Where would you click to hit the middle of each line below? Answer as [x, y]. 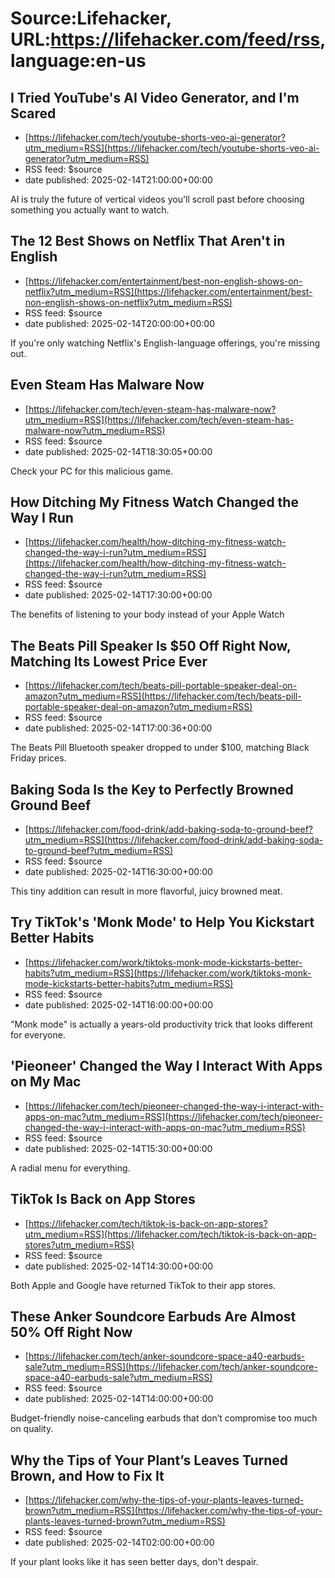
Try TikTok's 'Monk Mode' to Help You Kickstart [162, 922]
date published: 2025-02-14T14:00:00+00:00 [119, 1399]
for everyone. [38, 1034]
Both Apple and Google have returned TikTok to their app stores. [143, 1285]
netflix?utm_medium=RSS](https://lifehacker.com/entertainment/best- [168, 291]
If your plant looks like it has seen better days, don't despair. [134, 1562]
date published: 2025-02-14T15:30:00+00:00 [118, 1148]
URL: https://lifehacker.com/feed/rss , [168, 39]
